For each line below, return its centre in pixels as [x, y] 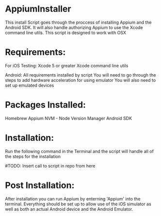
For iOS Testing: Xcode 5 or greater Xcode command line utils [67, 65]
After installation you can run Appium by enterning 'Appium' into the [73, 199]
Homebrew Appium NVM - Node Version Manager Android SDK [69, 118]
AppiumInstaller [38, 9]
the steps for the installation [33, 156]
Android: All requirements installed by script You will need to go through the [80, 75]
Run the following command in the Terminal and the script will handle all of [80, 151]
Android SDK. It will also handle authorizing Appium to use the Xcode [74, 27]
